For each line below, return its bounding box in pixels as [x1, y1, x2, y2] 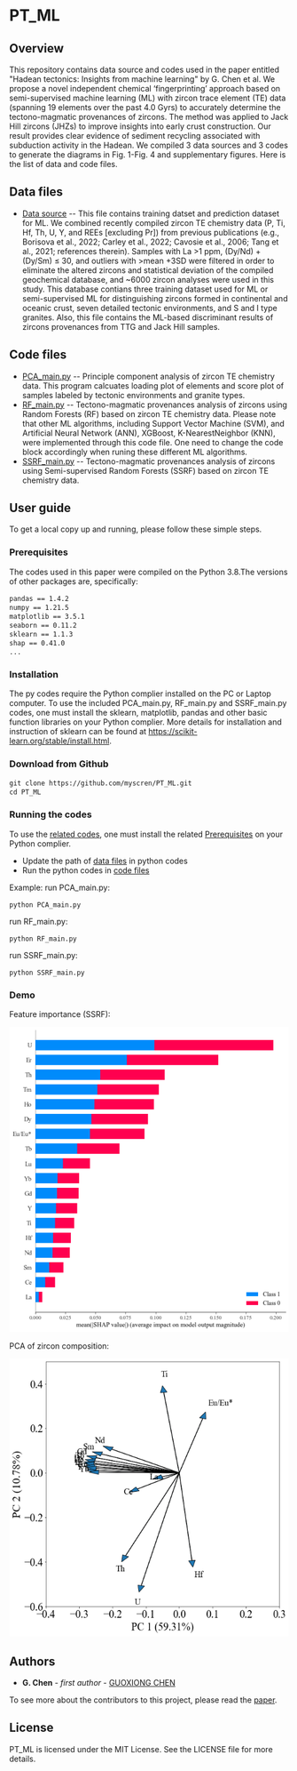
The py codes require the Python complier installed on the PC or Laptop [9, 688, 272, 699]
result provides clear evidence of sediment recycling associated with [9, 131, 261, 140]
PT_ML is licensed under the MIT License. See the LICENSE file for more [9, 1743, 273, 1754]
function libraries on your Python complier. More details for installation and [9, 717, 282, 727]
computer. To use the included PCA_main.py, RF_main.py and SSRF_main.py [9, 698, 287, 709]
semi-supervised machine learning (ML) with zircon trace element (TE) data [9, 92, 286, 103]
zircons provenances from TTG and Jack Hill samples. [21, 321, 220, 332]
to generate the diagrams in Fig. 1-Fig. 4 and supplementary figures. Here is [9, 149, 286, 160]
